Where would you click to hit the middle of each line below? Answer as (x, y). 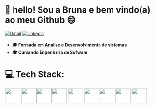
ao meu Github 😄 (40, 20)
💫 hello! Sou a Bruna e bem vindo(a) (78, 10)
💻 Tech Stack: (35, 74)
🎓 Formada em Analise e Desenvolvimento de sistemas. (70, 45)
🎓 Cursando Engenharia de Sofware (50, 52)
